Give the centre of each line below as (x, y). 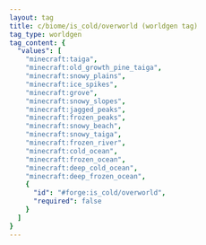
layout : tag (31, 17)
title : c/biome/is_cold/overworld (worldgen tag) (104, 26)
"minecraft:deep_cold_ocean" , (82, 168)
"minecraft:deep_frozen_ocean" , (86, 176)
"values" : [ (40, 51)
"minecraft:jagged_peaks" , (76, 109)
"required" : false (67, 201)
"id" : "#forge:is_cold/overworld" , (99, 193)
